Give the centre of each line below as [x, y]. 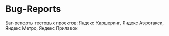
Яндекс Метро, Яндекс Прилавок [41, 28]
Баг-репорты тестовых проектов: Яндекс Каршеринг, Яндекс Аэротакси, [85, 23]
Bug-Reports [33, 9]
